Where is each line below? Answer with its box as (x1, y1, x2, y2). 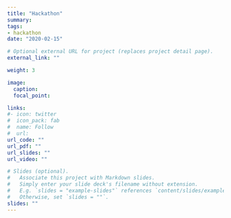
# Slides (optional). (7, 168, 69, 175)
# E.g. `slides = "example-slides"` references (7, 187, 153, 194)
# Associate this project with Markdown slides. (7, 175, 155, 182)
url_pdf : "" (7, 142, 41, 150)
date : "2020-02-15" (7, 36, 63, 43)
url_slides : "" (7, 149, 51, 156)
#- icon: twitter (7, 111, 57, 118)
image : (7, 79, 26, 86)
